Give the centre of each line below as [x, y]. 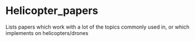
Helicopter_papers [52, 11]
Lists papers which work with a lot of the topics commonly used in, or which [97, 27]
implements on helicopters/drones [47, 33]
